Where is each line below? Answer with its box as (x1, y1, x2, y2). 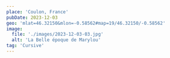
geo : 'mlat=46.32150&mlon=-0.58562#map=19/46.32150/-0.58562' (6, 20, 166, 26)
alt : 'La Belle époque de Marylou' (11, 37, 101, 43)
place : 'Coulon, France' (6, 8, 69, 15)
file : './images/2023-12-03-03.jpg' (11, 31, 104, 37)
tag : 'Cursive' (6, 43, 45, 49)
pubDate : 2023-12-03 (6, 14, 58, 21)
